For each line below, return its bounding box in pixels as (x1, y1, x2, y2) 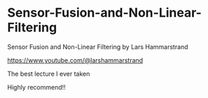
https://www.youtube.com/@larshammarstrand (7, 56, 144, 64)
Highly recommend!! (7, 83, 67, 91)
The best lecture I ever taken (7, 70, 90, 78)
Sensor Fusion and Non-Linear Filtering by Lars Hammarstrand (7, 42, 188, 51)
